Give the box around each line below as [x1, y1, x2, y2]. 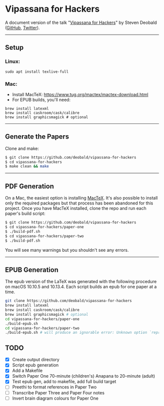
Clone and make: [5, 145, 39, 151]
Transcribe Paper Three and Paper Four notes [12, 389, 105, 396]
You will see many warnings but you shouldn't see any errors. [5, 247, 129, 253]
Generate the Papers [5, 133, 69, 141]
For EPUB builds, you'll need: [12, 97, 71, 102]
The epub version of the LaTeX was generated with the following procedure [5, 279, 157, 284]
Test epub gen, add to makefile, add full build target [12, 379, 116, 385]
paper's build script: [5, 211, 45, 217]
